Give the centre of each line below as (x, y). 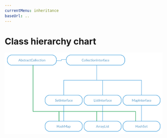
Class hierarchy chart (50, 41)
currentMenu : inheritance (32, 11)
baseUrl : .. (17, 16)
